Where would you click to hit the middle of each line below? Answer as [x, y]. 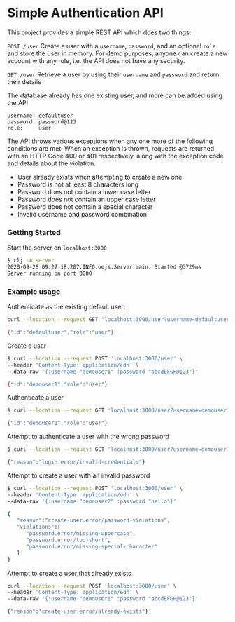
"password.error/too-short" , [68, 540]
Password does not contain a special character [85, 207]
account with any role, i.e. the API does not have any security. [96, 60]
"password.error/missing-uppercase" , [81, 534]
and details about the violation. [52, 163]
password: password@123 [42, 122]
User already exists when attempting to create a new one [100, 177]
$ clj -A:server [31, 261]
